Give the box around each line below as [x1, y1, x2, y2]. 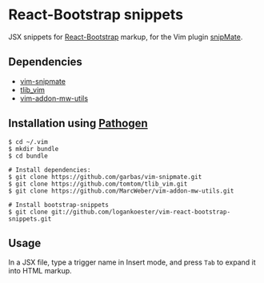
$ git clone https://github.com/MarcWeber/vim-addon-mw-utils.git [8, 186, 234, 195]
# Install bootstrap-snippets [8, 201, 110, 209]
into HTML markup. [8, 266, 72, 276]
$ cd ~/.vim [8, 138, 48, 145]
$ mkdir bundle [8, 145, 59, 153]
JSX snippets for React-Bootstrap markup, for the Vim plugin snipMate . [8, 32, 243, 42]
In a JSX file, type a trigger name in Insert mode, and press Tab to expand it [8, 257, 256, 267]
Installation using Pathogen [8, 117, 148, 130]
